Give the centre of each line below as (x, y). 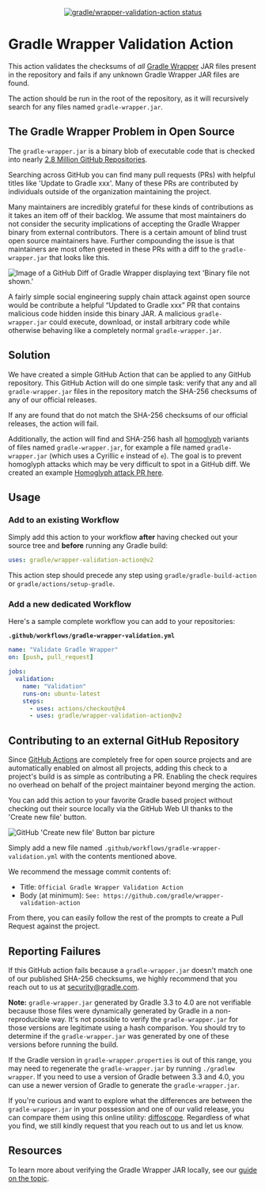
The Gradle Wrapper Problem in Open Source (121, 132)
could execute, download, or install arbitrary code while (140, 322)
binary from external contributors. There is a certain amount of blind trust (128, 232)
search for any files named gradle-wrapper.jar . (86, 106)
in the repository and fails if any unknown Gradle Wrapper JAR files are (124, 75)
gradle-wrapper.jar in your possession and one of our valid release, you (126, 1109)
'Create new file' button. (47, 818)
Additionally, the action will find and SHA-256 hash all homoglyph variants (129, 438)
